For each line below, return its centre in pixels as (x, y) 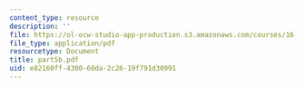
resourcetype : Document (54, 52)
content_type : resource (54, 18)
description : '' (40, 26)
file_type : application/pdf (63, 43)
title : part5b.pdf (44, 60)
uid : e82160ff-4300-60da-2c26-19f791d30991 (93, 69)
